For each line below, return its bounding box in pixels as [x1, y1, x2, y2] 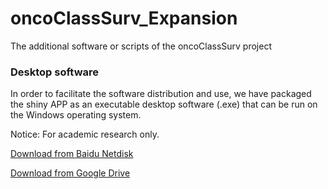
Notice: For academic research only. [10, 128, 160, 141]
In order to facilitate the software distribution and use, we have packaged [10, 88, 312, 100]
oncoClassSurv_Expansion [10, 7, 238, 30]
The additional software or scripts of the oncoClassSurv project [10, 40, 272, 52]
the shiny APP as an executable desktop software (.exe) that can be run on [10, 98, 318, 111]
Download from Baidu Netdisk [10, 148, 134, 160]
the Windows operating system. [10, 109, 142, 121]
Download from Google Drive [10, 167, 131, 179]
